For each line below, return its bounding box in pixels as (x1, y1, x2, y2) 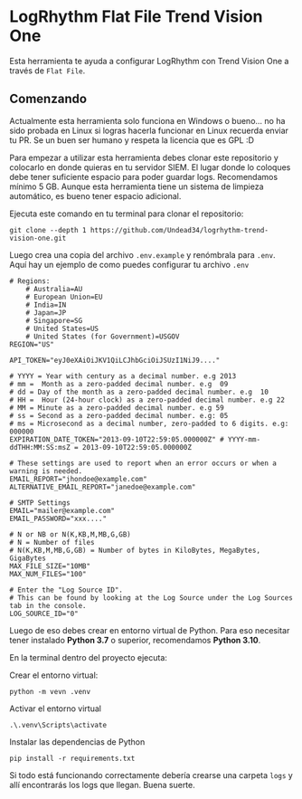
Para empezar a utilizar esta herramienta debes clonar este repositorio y (9, 152, 278, 163)
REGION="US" (9, 339, 54, 349)
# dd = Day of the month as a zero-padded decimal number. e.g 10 (9, 387, 269, 396)
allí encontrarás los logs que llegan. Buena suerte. (9, 779, 196, 790)
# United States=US (25, 324, 99, 333)
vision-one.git (9, 233, 67, 243)
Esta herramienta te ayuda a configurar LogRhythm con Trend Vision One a (9, 55, 289, 66)
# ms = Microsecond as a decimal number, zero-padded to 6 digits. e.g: (9, 419, 289, 428)
